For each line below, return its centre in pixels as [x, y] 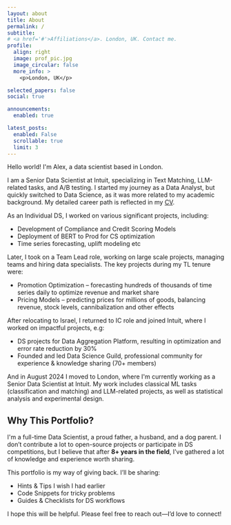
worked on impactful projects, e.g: [56, 328]
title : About [26, 20]
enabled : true [33, 116]
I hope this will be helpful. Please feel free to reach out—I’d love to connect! [114, 514]
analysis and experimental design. [56, 399]
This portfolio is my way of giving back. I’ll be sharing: [84, 472]
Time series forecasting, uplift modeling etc [79, 244]
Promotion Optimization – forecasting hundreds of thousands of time [114, 285]
